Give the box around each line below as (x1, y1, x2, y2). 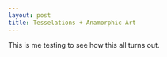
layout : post (8, 11, 51, 20)
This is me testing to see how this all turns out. (8, 40, 160, 49)
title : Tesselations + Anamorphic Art (8, 19, 136, 27)
